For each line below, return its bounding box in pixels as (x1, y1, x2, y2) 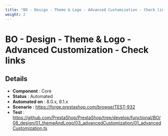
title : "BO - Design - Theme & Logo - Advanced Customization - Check (5, 7, 155, 12)
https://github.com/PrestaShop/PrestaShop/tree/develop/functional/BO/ (12, 114, 161, 120)
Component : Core (12, 88, 51, 94)
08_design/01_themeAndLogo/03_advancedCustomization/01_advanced (12, 119, 161, 125)
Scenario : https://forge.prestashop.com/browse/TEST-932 (12, 103, 135, 110)
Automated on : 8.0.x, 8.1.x (12, 98, 68, 104)
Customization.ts (12, 125, 47, 131)
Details (5, 74, 27, 83)
